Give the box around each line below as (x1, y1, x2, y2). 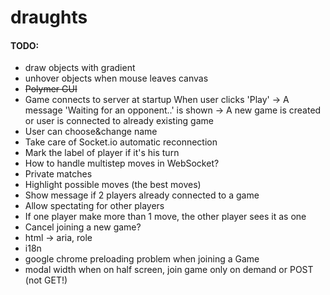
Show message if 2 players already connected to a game (24, 189, 260, 201)
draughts (10, 6, 88, 29)
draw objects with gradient (24, 62, 136, 74)
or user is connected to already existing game (24, 115, 214, 127)
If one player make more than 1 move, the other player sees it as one (24, 211, 307, 223)
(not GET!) (24, 274, 68, 286)
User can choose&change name (24, 126, 158, 138)
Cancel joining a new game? (24, 221, 142, 233)
